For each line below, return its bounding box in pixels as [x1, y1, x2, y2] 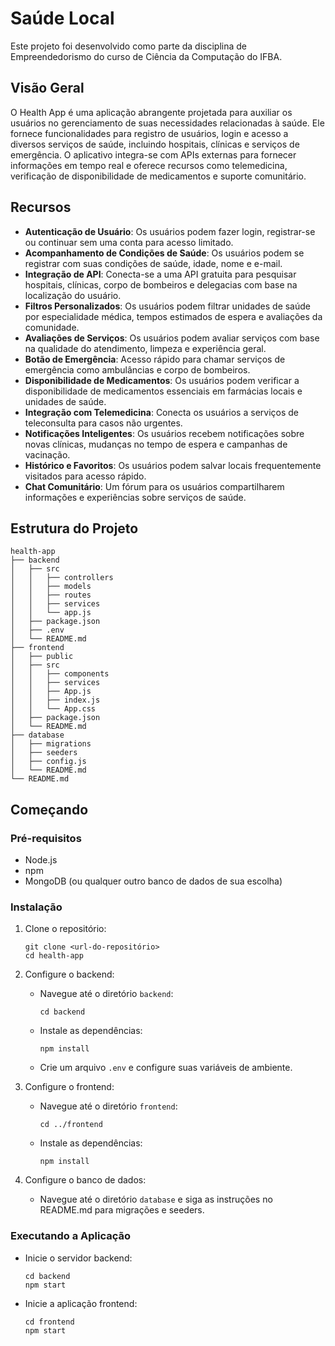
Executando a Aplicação [10, 1229, 131, 1243]
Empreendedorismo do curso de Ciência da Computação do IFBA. [10, 50, 283, 62]
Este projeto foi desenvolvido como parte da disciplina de [10, 40, 247, 52]
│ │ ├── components [10, 669, 110, 679]
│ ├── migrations [10, 739, 92, 749]
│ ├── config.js [10, 757, 87, 767]
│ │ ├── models [10, 582, 92, 592]
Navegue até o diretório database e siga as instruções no [39, 1193, 273, 1206]
